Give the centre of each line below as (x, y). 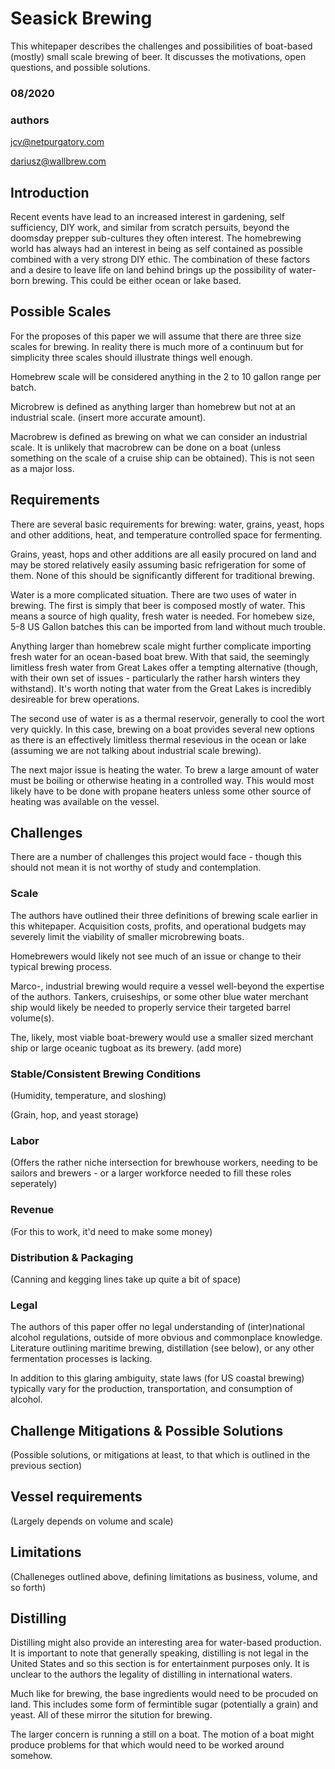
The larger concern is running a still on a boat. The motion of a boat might (162, 1734)
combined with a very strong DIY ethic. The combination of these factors (160, 259)
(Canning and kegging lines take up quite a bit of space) (126, 1279)
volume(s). (32, 1018)
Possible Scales (61, 312)
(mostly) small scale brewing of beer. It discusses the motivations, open (158, 56)
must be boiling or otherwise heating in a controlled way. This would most (162, 780)
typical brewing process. (61, 966)
